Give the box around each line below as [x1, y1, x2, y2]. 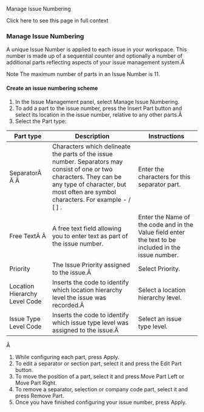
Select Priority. [138, 264, 180, 273]
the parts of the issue [52, 149, 114, 158]
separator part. [138, 180, 181, 188]
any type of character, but [52, 180, 126, 188]
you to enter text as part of [52, 232, 129, 240]
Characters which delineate [52, 142, 131, 151]
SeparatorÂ [9, 168, 42, 177]
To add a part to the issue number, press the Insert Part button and [15, 105, 182, 112]
